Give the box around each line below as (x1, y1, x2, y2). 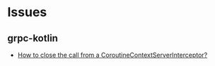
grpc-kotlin (7, 32, 59, 44)
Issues (7, 4, 47, 20)
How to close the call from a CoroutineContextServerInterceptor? (17, 51, 208, 59)
